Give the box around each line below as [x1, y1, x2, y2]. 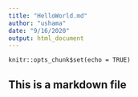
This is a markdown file [8, 78, 127, 91]
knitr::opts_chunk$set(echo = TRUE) [8, 56, 131, 64]
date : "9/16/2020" [8, 26, 70, 34]
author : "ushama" [8, 19, 67, 27]
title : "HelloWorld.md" [8, 11, 88, 20]
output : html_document [8, 34, 84, 42]
